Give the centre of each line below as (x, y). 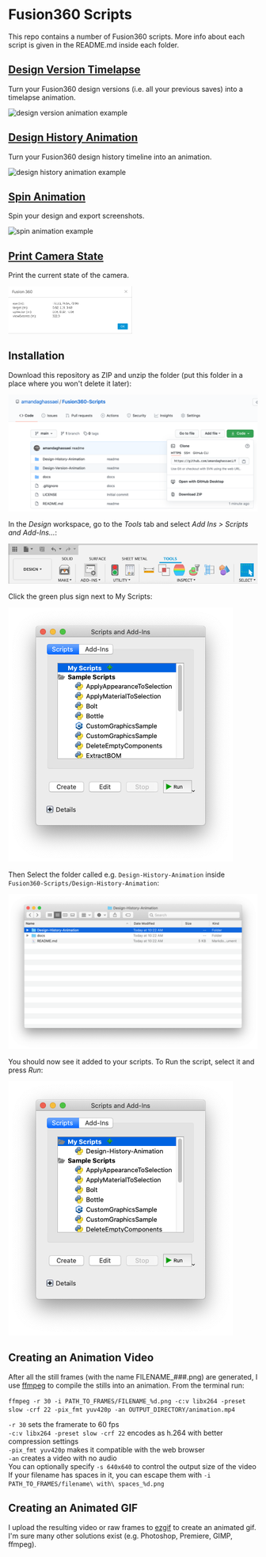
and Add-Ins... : (33, 532)
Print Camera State (56, 256)
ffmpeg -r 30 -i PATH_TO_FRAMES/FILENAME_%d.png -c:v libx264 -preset (127, 1401)
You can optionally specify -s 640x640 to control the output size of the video (133, 1466)
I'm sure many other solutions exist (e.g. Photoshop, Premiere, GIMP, (120, 1536)
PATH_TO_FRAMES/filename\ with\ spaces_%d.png (86, 1484)
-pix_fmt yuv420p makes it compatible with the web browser (107, 1449)
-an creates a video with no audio (63, 1458)
